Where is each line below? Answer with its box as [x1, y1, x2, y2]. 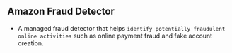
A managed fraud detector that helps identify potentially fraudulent [17, 24, 226, 32]
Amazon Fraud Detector [7, 6, 115, 17]
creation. [17, 38, 44, 47]
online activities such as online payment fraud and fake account [17, 31, 213, 40]
